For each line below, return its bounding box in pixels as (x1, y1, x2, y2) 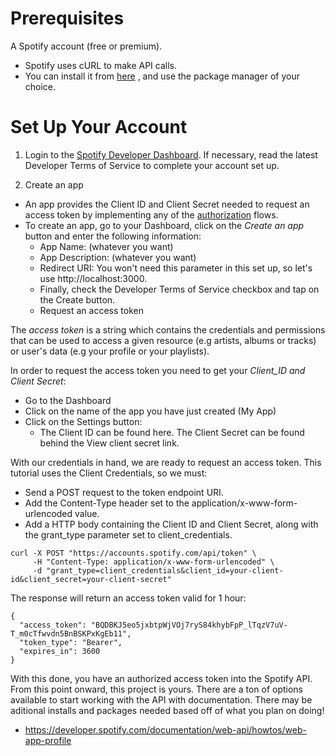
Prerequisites (10, 7, 125, 30)
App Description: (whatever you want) (39, 251, 197, 263)
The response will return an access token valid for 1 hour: (10, 592, 247, 604)
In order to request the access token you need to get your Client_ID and (10, 364, 306, 376)
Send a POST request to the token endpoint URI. (24, 486, 224, 498)
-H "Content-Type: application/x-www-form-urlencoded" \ (32, 557, 275, 567)
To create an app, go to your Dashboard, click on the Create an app (24, 219, 305, 231)
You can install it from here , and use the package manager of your (24, 70, 301, 82)
